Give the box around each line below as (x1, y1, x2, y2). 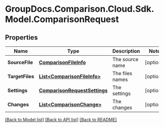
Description (112, 48, 141, 54)
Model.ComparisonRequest (5, 14, 119, 25)
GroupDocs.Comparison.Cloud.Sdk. (5, 3, 155, 15)
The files (112, 70, 133, 77)
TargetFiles (7, 73, 35, 80)
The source (112, 56, 139, 63)
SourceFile (7, 59, 33, 65)
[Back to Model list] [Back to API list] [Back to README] (5, 117, 117, 123)
